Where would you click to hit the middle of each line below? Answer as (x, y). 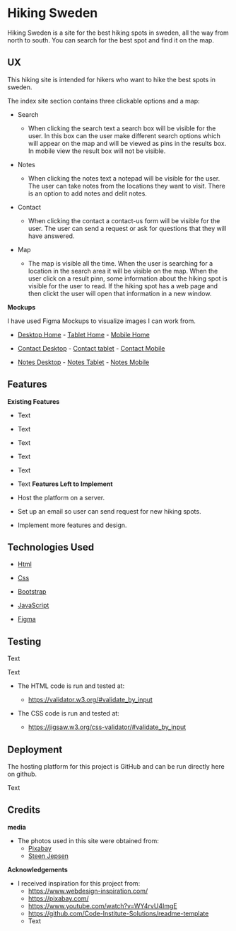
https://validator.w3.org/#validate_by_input (90, 700)
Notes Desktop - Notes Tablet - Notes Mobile (83, 362)
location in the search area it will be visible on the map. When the (123, 271)
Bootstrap (32, 592)
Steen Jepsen (48, 856)
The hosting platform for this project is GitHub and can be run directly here (116, 766)
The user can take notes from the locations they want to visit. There (127, 186)
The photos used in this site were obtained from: (88, 840)
